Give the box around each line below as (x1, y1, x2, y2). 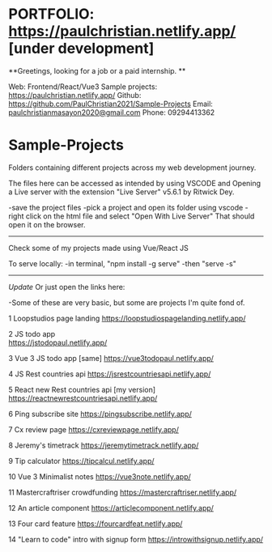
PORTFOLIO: (8, 5, 95, 23)
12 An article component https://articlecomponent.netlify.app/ (8, 503, 215, 512)
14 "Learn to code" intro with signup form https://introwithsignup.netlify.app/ (8, 534, 264, 544)
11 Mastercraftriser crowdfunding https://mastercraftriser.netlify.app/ (8, 487, 237, 497)
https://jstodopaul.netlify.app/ (8, 338, 108, 347)
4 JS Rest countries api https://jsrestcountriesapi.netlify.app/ (8, 369, 211, 379)
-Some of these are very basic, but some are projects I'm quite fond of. (8, 297, 245, 308)
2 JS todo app (8, 329, 56, 338)
